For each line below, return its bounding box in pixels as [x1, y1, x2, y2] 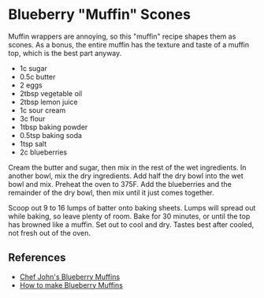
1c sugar [19, 63, 47, 73]
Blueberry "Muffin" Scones [8, 6, 191, 24]
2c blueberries [19, 147, 68, 157]
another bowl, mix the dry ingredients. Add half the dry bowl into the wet [8, 171, 244, 181]
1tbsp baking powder [19, 122, 88, 132]
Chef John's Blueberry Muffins [19, 272, 121, 281]
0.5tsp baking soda [19, 130, 83, 140]
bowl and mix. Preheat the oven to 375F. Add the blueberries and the [8, 179, 232, 188]
